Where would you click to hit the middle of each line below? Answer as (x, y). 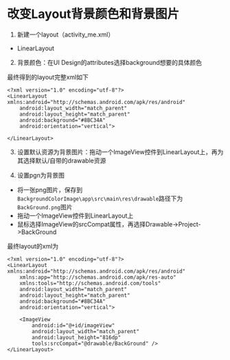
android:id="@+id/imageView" (73, 325)
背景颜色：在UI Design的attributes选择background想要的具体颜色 (110, 62)
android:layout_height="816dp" (77, 337)
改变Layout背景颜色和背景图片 (93, 14)
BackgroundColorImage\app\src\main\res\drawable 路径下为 (100, 198)
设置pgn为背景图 (41, 175)
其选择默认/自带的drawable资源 (61, 160)
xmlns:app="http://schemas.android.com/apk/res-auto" (98, 277)
